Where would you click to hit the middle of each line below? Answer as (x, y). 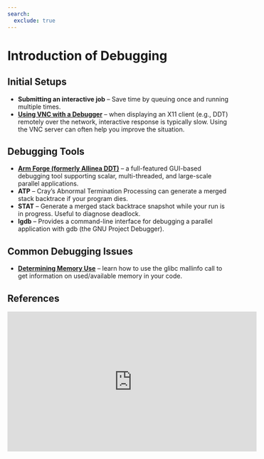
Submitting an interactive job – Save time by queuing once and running (123, 99)
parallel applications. (48, 184)
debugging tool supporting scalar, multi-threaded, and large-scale (115, 176)
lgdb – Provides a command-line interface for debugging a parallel (115, 222)
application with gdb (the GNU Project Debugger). (91, 229)
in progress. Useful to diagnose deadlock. (79, 214)
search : (19, 14)
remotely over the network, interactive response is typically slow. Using (122, 121)
